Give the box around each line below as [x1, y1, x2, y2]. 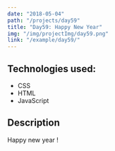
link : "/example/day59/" [7, 37, 80, 44]
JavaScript [17, 96, 49, 104]
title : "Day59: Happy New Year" [7, 23, 102, 30]
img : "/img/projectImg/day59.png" [7, 30, 109, 37]
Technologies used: [7, 63, 97, 75]
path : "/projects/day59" [7, 17, 80, 24]
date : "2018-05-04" [7, 10, 65, 18]
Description [7, 117, 60, 129]
